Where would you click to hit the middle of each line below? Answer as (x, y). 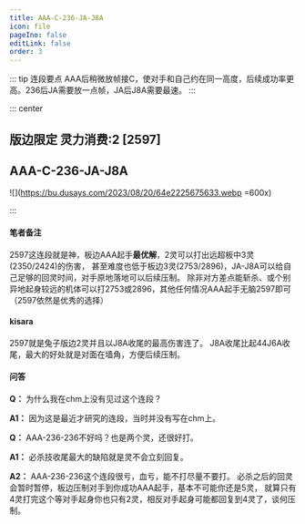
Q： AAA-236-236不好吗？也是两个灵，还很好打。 (104, 437)
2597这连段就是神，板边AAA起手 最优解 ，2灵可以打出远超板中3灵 (132, 254)
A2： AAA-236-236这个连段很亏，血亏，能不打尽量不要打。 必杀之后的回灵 (151, 476)
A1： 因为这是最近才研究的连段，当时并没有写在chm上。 (115, 418)
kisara (21, 322)
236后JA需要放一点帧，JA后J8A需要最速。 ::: (110, 90)
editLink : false (40, 43)
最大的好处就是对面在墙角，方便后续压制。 (105, 354)
